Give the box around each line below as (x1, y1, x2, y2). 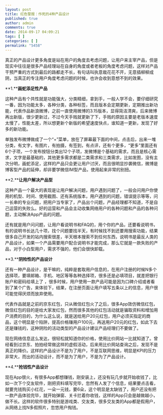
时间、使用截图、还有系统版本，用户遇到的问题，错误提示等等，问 (26, 193, 158, 199)
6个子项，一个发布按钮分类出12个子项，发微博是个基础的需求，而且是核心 (5, 148, 152, 154)
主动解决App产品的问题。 (13, 211, 65, 217)
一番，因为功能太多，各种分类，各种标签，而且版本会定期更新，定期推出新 (5, 102, 154, 108)
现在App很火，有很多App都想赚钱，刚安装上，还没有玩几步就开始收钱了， (5, 374, 153, 380)
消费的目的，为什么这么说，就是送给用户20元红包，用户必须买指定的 (9, 313, 147, 319)
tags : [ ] (5, 34, 25, 39)
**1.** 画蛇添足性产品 (5, 85, 48, 91)
